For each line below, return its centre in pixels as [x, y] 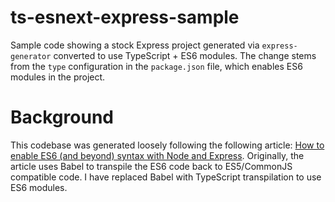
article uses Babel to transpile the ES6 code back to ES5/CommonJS [151, 166]
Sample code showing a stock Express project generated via [135, 45]
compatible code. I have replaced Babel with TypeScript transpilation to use [166, 177]
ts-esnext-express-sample [125, 17]
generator [31, 56]
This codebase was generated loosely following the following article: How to [167, 145]
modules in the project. [58, 77]
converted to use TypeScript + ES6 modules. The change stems [185, 55]
